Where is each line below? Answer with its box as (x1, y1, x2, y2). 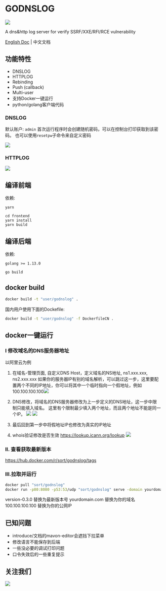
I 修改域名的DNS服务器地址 (5, 347, 70, 354)
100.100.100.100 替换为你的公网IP (5, 503, 72, 509)
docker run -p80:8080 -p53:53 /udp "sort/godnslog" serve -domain (5, 487, 142, 492)
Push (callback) (12, 84, 44, 90)
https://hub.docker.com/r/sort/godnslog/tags (5, 458, 97, 463)
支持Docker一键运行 (12, 95, 53, 101)
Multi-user (12, 89, 34, 95)
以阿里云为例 (5, 359, 31, 365)
